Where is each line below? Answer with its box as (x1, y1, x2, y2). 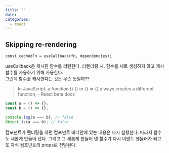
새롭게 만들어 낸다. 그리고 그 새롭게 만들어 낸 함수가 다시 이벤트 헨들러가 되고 (10, 135, 162, 141)
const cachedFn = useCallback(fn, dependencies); (5, 54, 112, 59)
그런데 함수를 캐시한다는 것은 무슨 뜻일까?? (5, 76, 90, 82)
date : (5, 12, 17, 17)
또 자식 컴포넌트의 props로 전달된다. (5, 142, 77, 148)
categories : (5, 17, 30, 22)
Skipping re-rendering (5, 40, 77, 48)
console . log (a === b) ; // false (5, 115, 73, 120)
